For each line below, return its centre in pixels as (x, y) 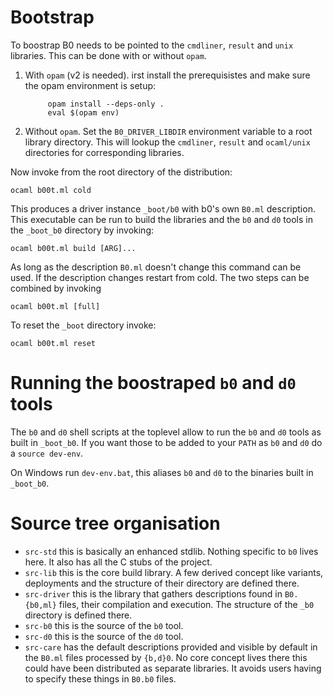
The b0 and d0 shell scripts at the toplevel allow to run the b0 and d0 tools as (166, 432)
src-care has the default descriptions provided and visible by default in (171, 647)
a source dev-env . (47, 453)
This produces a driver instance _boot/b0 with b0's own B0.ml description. (163, 208)
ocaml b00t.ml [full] (55, 306)
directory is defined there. (78, 615)
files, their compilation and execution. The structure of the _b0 (186, 604)
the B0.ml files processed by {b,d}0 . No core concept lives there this (166, 657)
